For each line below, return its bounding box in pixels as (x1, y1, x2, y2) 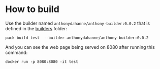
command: (5, 49, 28, 55)
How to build (5, 4, 59, 15)
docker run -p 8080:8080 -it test (5, 59, 79, 64)
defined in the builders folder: (5, 25, 68, 31)
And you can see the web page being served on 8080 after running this (5, 44, 155, 50)
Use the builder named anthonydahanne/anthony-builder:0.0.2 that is (5, 20, 150, 26)
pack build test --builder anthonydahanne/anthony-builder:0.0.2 (5, 35, 149, 40)
